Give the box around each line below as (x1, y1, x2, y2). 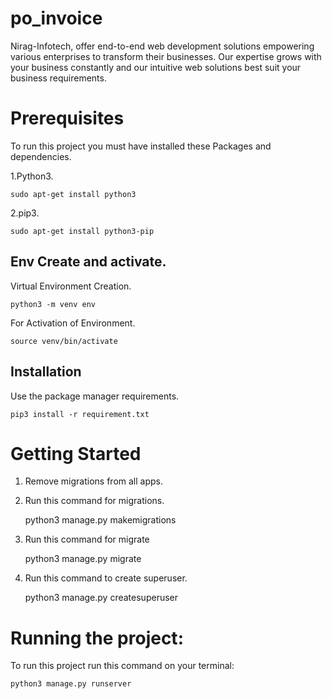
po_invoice (10, 7, 103, 30)
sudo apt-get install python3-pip (10, 226, 155, 236)
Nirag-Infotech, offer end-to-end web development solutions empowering (10, 40, 315, 52)
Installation (10, 363, 82, 381)
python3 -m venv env (10, 299, 97, 309)
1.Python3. (10, 170, 54, 182)
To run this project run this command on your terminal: (10, 660, 235, 672)
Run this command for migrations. (24, 495, 165, 507)
